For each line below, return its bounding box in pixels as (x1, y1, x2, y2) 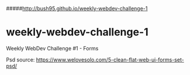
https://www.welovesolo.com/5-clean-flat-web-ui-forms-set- (36, 56, 184, 63)
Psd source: (6, 56, 35, 63)
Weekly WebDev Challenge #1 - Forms (6, 45, 99, 52)
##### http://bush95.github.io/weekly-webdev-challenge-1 (6, 5, 148, 12)
